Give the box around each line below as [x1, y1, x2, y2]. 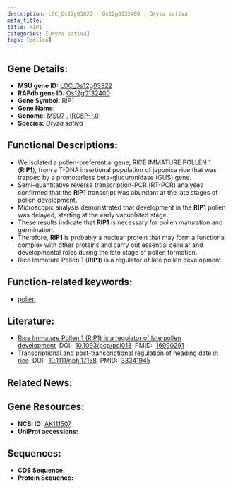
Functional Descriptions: [7, 139, 118, 152]
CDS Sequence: [17, 466, 66, 475]
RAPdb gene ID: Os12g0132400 [17, 89, 111, 97]
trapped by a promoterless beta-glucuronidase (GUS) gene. [17, 173, 192, 181]
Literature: [7, 315, 55, 327]
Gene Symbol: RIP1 [17, 96, 74, 104]
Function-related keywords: [7, 276, 133, 288]
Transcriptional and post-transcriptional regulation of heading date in [17, 349, 219, 357]
